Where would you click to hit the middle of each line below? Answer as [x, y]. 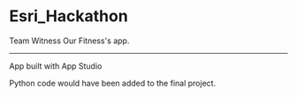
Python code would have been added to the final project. [113, 83]
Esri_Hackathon [69, 16]
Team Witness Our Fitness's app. [69, 41]
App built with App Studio [56, 66]
